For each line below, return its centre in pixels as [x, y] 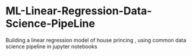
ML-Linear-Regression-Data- [79, 11]
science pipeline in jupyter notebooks [51, 46]
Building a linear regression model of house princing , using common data [96, 40]
